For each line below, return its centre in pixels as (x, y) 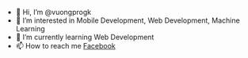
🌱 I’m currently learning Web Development (85, 37)
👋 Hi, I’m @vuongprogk (53, 12)
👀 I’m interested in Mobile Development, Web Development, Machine (128, 20)
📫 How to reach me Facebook (66, 46)
